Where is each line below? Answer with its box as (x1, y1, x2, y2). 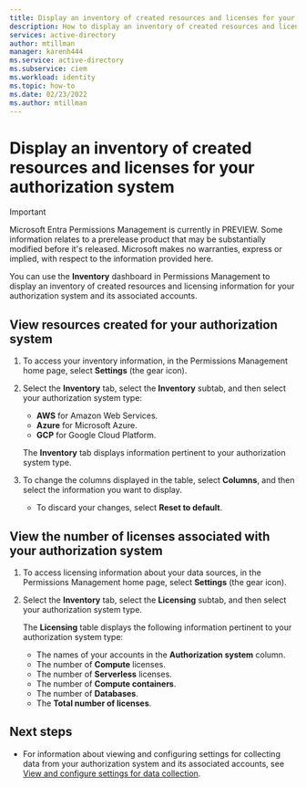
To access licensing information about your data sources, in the (22, 567, 261, 578)
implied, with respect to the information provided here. (9, 253, 214, 265)
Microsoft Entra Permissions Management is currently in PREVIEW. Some (9, 225, 283, 236)
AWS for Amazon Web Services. (36, 410, 158, 421)
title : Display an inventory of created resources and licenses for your (9, 13, 296, 23)
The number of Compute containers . (36, 678, 177, 689)
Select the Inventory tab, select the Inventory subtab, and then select (22, 383, 287, 394)
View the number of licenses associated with (9, 529, 270, 544)
